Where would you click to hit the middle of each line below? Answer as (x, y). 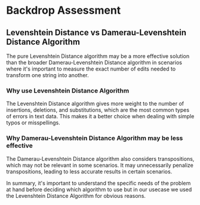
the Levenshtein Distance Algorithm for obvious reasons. (76, 195)
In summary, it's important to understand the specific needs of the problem (99, 183)
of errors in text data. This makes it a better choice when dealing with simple (100, 117)
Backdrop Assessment (64, 10)
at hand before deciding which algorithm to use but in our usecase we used (99, 189)
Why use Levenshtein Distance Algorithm (68, 90)
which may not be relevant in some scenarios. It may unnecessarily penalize (100, 165)
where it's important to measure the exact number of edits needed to (91, 69)
